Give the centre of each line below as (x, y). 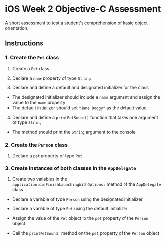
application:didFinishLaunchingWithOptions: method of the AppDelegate (86, 184)
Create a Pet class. (31, 68)
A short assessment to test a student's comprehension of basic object (77, 23)
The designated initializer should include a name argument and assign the (86, 97)
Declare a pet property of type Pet (47, 155)
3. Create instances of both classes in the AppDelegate (71, 168)
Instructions (24, 44)
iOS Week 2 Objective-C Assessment (83, 9)
